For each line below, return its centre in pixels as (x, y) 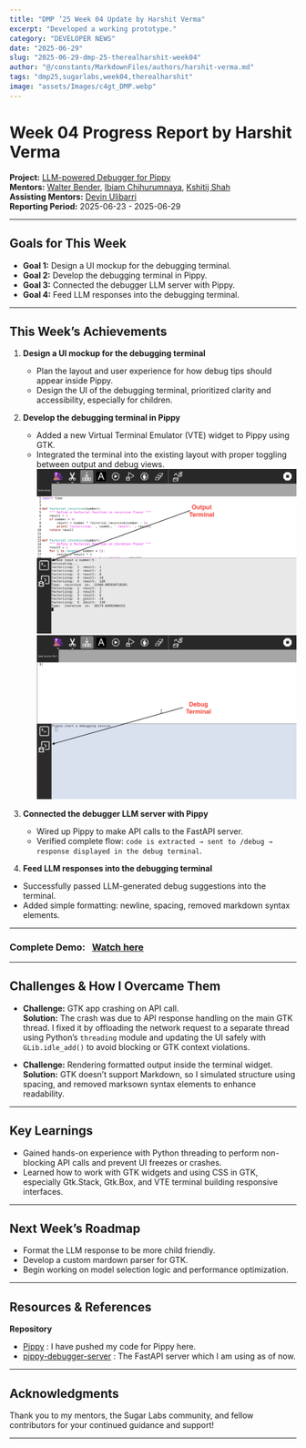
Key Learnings (51, 1131)
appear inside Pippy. (75, 381)
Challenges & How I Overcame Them (115, 987)
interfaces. (43, 1191)
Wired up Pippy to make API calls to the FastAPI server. (140, 831)
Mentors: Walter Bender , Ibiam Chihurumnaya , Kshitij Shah (120, 187)
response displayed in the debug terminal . (119, 851)
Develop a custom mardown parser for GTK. (105, 1260)
